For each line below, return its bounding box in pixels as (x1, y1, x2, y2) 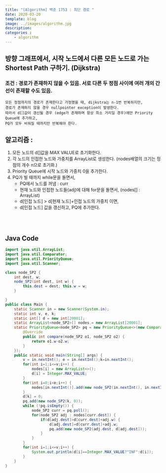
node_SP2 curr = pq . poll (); (31, 408, 90, 413)
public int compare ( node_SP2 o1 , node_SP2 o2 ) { (23, 334, 125, 340)
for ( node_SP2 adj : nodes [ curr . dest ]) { (31, 413, 116, 417)
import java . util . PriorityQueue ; (5, 256, 74, 261)
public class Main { (5, 302, 48, 307)
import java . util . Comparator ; (5, 252, 68, 257)
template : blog (5, 16, 37, 21)
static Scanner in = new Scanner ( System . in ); (14, 306, 110, 311)
